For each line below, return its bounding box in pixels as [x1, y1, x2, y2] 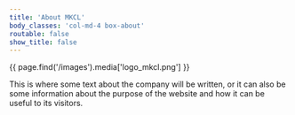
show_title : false [9, 37, 77, 47]
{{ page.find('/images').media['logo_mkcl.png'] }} [9, 62, 190, 73]
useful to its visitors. [9, 98, 84, 109]
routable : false [9, 29, 69, 38]
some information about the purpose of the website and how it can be [9, 88, 265, 99]
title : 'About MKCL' [9, 12, 86, 22]
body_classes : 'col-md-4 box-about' [9, 21, 145, 30]
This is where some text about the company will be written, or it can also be [9, 79, 286, 89]
